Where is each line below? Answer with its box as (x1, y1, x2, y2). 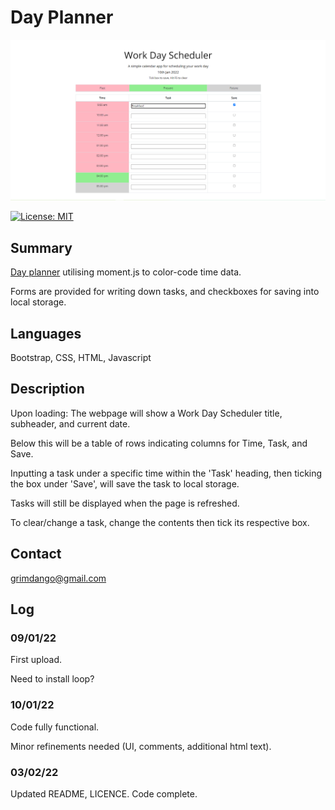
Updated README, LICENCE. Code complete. (10, 787, 198, 800)
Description (10, 381, 85, 398)
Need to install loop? (10, 673, 95, 685)
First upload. (10, 654, 63, 666)
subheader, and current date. (10, 417, 131, 430)
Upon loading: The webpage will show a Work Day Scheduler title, (10, 407, 283, 419)
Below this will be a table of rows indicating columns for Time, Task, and (10, 437, 308, 449)
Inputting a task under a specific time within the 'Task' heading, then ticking (10, 467, 323, 479)
